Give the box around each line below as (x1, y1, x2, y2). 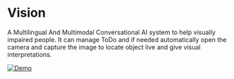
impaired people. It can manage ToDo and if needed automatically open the (7, 35, 228, 43)
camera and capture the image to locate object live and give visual (7, 43, 201, 51)
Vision (7, 5, 46, 21)
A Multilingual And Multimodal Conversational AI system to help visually (7, 28, 216, 36)
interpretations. (7, 50, 52, 59)
